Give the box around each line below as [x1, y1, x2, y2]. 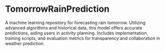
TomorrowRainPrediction [5, 3, 110, 15]
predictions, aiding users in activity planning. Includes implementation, [5, 30, 148, 36]
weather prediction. [5, 40, 45, 46]
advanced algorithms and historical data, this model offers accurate [5, 25, 142, 30]
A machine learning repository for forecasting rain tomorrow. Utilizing [5, 20, 146, 25]
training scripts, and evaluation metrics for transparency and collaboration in [5, 35, 160, 41]
